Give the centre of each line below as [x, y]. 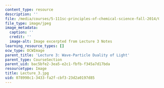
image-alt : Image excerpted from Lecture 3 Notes [61, 42]
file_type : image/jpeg [28, 23]
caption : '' [22, 32]
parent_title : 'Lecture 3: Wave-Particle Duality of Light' [68, 55]
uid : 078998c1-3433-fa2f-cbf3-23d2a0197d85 [50, 78]
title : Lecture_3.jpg [27, 73]
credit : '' [20, 37]
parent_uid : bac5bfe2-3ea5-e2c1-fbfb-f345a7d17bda [58, 64]
